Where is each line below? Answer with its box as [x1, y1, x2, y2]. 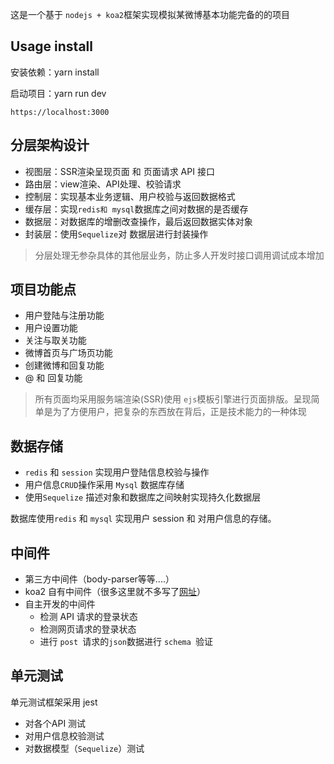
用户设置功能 [24, 322, 78, 334]
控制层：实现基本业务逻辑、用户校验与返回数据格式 [24, 190, 236, 202]
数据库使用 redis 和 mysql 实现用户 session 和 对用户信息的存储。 [10, 513, 277, 525]
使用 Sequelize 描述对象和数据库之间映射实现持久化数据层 [24, 491, 262, 503]
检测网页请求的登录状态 [39, 623, 137, 635]
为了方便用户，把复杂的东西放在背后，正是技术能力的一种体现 [52, 406, 307, 418]
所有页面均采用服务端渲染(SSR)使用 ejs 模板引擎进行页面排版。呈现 [34, 393, 312, 405]
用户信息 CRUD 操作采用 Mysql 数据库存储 [24, 479, 185, 491]
